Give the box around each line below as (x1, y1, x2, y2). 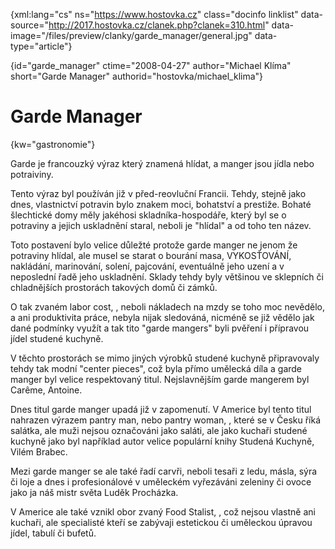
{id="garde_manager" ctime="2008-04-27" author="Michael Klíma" (10, 60, 292, 71)
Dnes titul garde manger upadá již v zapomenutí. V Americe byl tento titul (10, 403, 312, 415)
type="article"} (10, 40, 73, 52)
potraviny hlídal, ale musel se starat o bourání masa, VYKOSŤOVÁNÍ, (10, 249, 292, 261)
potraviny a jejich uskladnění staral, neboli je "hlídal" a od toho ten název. (10, 219, 312, 231)
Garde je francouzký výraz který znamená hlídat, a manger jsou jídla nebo (10, 157, 315, 169)
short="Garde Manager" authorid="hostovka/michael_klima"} (10, 70, 264, 82)
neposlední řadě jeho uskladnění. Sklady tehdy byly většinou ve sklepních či (10, 270, 324, 283)
